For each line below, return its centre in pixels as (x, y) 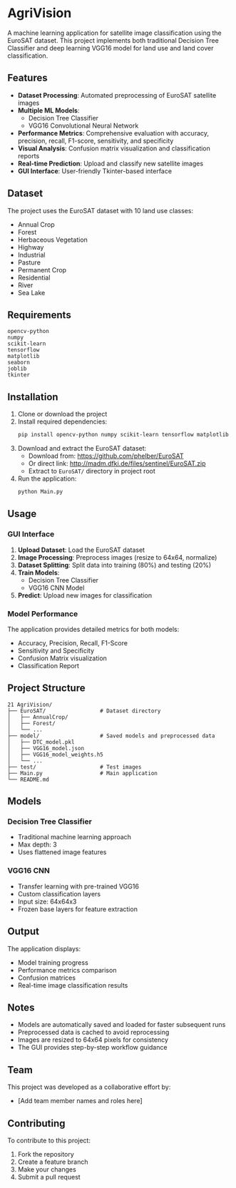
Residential (34, 277)
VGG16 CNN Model (56, 588)
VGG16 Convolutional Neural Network (83, 126)
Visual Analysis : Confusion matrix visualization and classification (114, 148)
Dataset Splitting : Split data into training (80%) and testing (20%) (114, 565)
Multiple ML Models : (48, 110)
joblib (17, 369)
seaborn (19, 363)
